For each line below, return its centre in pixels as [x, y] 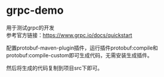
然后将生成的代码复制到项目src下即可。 [55, 68]
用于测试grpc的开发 [30, 27]
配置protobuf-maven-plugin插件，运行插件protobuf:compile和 [82, 48]
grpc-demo [35, 10]
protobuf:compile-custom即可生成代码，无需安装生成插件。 [80, 55]
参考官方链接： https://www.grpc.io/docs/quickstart [69, 35]
